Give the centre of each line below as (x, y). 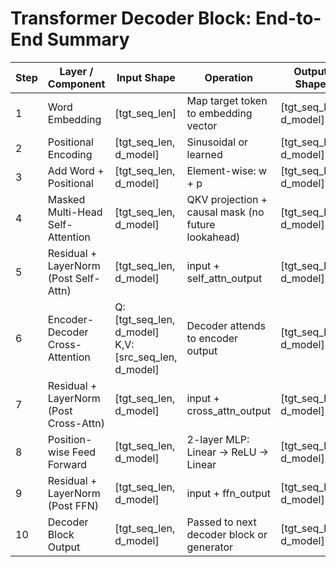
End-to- (288, 18)
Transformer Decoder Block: (131, 18)
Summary (88, 39)
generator (210, 547)
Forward (67, 464)
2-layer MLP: (218, 439)
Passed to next (221, 522)
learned (204, 154)
